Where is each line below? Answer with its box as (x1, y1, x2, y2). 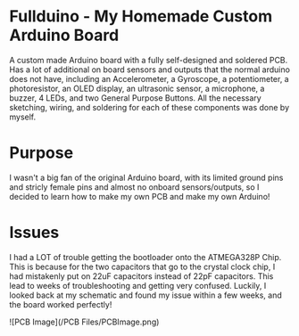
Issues (9, 223, 60, 242)
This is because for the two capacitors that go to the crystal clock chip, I (9, 261, 276, 272)
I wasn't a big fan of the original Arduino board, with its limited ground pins (9, 172, 284, 183)
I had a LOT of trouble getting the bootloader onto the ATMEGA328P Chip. (9, 251, 282, 262)
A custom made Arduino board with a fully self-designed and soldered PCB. (9, 54, 288, 65)
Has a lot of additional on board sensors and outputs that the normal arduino (9, 64, 290, 75)
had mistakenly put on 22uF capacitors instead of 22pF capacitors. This (9, 270, 274, 282)
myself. (9, 111, 37, 122)
